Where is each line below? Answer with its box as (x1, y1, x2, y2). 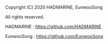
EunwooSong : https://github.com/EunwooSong (5, 33, 103, 39)
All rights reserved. (5, 14, 44, 19)
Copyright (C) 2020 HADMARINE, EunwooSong (5, 4, 103, 10)
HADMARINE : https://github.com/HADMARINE (5, 23, 101, 29)
